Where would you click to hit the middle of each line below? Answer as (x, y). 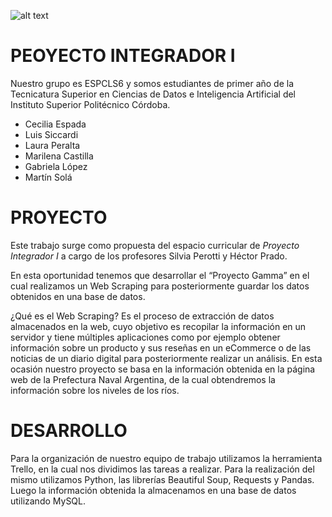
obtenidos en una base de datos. (78, 296)
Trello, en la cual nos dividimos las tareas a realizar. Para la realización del (162, 469)
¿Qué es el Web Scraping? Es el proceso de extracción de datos (142, 316)
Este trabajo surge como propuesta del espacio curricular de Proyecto (155, 245)
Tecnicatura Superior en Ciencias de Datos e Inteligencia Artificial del (153, 94)
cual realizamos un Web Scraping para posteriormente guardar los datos (160, 286)
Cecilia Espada (55, 124)
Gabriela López (56, 166)
